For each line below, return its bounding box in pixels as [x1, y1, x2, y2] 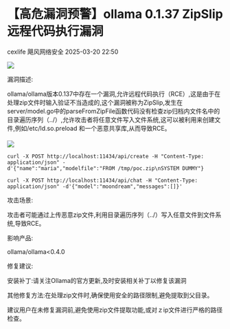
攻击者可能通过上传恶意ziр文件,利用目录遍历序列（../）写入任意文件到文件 [7, 211, 216, 219]
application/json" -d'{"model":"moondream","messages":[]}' [7, 183, 183, 190]
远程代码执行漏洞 [7, 23, 104, 39]
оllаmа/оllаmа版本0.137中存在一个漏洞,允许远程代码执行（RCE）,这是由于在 [7, 89, 221, 98]
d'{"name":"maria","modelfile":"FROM [7, 164, 115, 172]
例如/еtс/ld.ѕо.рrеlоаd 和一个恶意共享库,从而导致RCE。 [14, 124, 171, 132]
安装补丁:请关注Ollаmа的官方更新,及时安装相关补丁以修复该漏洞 [7, 276, 187, 284]
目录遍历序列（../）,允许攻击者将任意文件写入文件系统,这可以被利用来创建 [7, 115, 215, 124]
